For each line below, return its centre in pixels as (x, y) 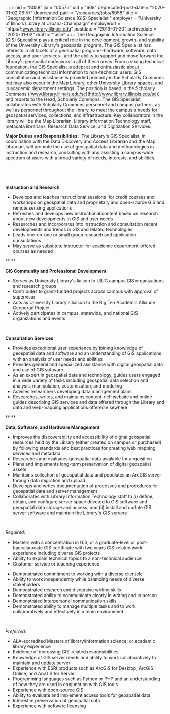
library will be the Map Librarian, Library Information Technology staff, (78, 121)
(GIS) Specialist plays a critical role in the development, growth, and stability (85, 40)
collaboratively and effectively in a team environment (68, 612)
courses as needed (33, 251)
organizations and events (39, 318)
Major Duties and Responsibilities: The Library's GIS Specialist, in (75, 136)
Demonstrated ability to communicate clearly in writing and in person (85, 595)
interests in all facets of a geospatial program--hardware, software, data (81, 51)
